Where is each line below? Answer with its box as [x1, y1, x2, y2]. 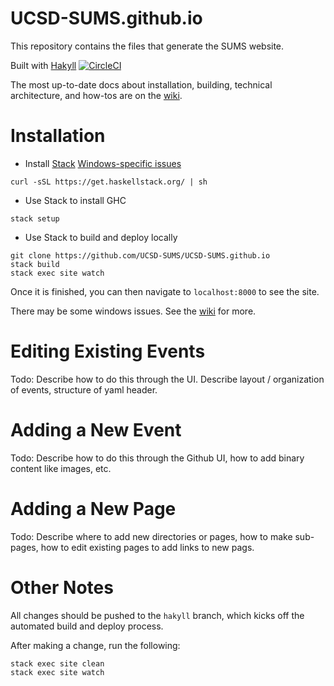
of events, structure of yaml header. [10, 383, 158, 396]
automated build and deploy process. [10, 620, 164, 632]
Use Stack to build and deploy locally [24, 231, 178, 243]
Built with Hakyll [10, 59, 77, 71]
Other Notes [10, 576, 114, 599]
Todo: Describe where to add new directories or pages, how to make [10, 530, 293, 542]
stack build [10, 259, 60, 269]
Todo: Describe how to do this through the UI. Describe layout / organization [10, 373, 325, 385]
